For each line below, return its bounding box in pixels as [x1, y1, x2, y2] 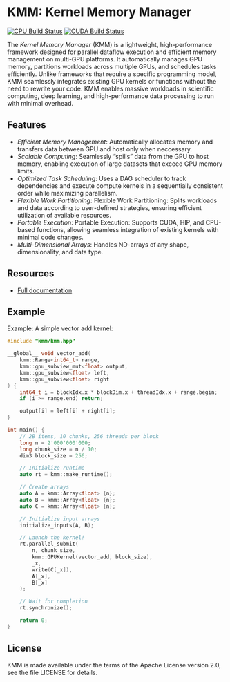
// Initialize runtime [19, 464, 85, 472]
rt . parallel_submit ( [19, 540, 79, 548]
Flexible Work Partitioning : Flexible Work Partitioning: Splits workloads [17, 196, 218, 205]
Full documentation [17, 286, 73, 294]
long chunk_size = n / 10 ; [19, 446, 97, 453]
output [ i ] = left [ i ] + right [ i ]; [19, 408, 116, 415]
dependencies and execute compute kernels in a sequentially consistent [17, 181, 223, 190]
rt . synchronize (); [19, 605, 73, 612]
